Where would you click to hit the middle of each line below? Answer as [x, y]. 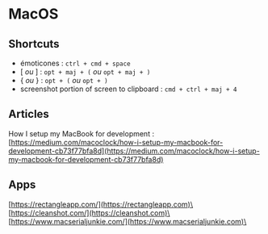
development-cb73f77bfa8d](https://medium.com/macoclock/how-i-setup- [134, 151]
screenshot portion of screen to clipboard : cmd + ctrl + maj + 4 [128, 89]
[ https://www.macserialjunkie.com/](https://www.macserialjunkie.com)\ [128, 221]
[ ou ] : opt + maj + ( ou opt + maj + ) [85, 72]
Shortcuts [34, 44]
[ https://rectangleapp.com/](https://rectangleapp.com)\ [101, 204]
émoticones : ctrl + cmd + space [75, 63]
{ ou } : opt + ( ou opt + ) [64, 80]
